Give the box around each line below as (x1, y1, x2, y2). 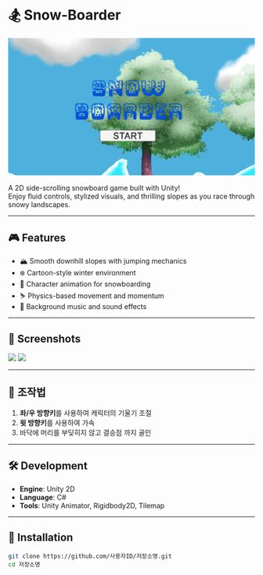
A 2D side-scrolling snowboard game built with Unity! (8, 184, 181, 193)
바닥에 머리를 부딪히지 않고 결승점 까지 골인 (19, 428, 152, 437)
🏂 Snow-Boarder (8, 6, 121, 24)
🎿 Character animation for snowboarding (19, 279, 151, 289)
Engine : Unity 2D (19, 484, 76, 493)
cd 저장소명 (8, 561, 41, 569)
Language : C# (19, 492, 67, 502)
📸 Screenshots (8, 332, 81, 345)
